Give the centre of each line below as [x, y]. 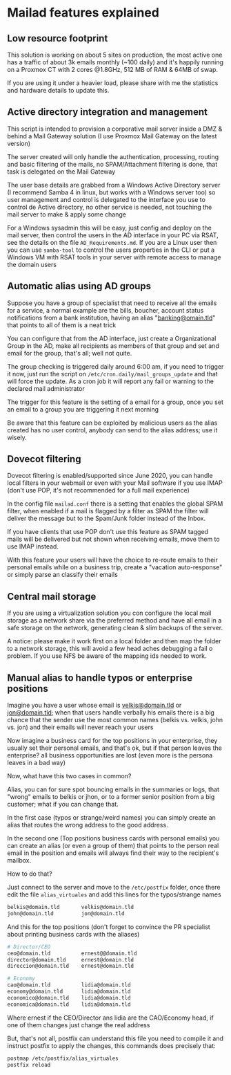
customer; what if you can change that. [63, 805]
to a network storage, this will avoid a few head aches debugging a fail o [110, 649]
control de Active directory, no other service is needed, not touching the [110, 207]
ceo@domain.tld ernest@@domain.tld [72, 953]
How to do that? [30, 874]
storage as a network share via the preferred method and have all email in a [114, 621]
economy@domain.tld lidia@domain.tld [69, 992]
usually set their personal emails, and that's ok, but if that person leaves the [114, 748]
